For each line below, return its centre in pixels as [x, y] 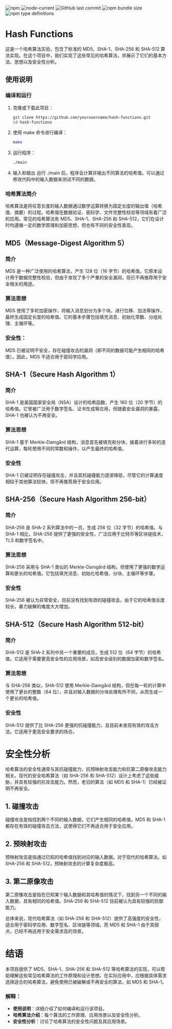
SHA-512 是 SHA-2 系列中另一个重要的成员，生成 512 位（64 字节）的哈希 [83, 652]
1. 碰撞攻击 [22, 806]
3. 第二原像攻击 [29, 881]
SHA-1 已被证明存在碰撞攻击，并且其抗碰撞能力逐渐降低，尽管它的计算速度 [84, 475]
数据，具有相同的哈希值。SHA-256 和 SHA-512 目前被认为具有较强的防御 [87, 901]
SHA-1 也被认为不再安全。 [33, 415]
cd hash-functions [32, 122]
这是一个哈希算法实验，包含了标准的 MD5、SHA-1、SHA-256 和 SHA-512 [82, 49]
